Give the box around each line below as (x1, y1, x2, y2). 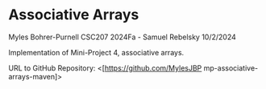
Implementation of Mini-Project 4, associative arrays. (8, 47, 185, 57)
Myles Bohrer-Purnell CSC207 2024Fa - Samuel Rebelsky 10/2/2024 (8, 32, 236, 42)
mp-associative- (203, 63, 259, 73)
